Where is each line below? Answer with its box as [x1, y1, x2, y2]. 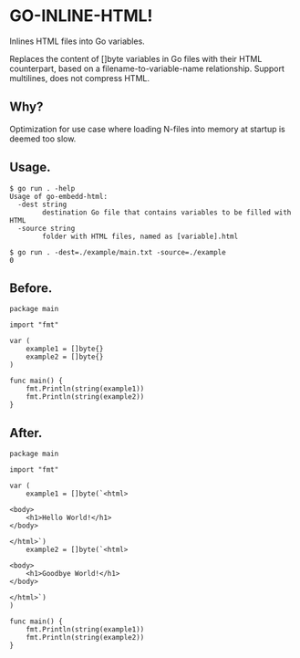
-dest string [17, 200, 67, 209]
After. [9, 425, 43, 441]
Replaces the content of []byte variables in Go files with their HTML [9, 53, 263, 64]
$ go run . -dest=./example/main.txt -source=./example [9, 247, 226, 256]
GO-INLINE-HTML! [9, 5, 153, 26]
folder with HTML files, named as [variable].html [42, 232, 239, 241]
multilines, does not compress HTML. [9, 72, 150, 83]
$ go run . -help [9, 183, 76, 193]
